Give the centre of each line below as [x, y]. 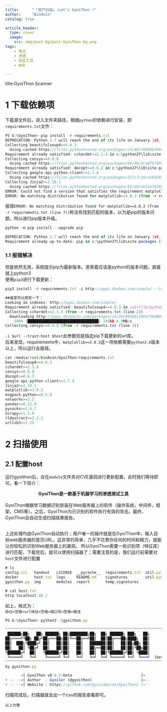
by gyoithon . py [21, 666]
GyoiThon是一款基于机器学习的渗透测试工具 [83, 494]
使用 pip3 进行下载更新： [29, 280]
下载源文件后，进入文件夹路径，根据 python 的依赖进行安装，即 [68, 120]
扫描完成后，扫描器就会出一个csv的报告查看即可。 [57, 695]
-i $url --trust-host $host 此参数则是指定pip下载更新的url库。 [70, 336]
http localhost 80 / [27, 595]
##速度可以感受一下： [24, 298]
